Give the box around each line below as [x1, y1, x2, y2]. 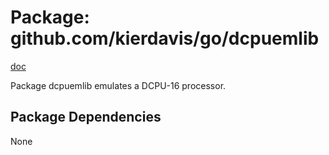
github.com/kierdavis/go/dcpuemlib [10, 27, 320, 50]
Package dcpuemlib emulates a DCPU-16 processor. [10, 79, 227, 91]
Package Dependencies [10, 109, 162, 126]
